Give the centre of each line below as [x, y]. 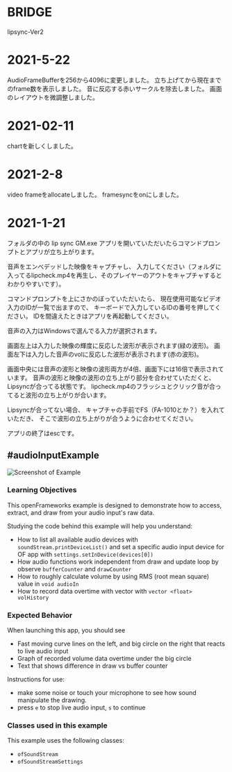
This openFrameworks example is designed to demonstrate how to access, [115, 505]
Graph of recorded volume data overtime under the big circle [105, 659]
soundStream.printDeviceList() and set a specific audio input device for [121, 546]
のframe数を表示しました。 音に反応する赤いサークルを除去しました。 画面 [115, 88]
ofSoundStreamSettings [50, 762]
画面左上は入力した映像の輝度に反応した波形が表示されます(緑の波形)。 [110, 345]
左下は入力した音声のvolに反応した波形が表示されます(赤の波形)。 [108, 354]
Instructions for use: [36, 680]
